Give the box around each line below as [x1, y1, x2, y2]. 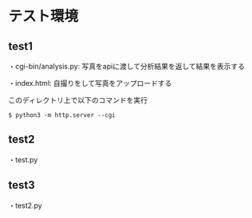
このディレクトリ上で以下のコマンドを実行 [8, 95, 148, 104]
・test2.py [8, 200, 42, 210]
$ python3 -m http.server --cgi [8, 111, 116, 119]
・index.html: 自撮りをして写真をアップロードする [8, 79, 172, 88]
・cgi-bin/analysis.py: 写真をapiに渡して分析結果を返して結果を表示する [8, 61, 246, 71]
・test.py [8, 154, 38, 164]
